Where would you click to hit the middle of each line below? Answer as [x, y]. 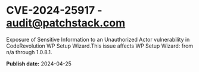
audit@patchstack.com [66, 23]
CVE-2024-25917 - [54, 10]
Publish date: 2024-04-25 [39, 64]
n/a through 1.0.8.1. [29, 52]
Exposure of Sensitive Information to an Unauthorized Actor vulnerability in [98, 39]
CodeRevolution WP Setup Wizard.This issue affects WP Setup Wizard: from [100, 46]
